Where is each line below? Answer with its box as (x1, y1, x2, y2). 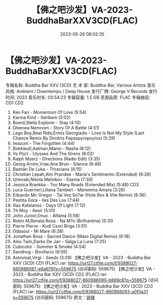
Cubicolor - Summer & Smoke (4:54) (12, 244, 86, 250)
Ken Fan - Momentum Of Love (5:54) (12, 109, 87, 115)
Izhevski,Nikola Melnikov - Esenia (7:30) (12, 176, 93, 182)
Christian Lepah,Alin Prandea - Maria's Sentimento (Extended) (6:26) (12, 171, 151, 177)
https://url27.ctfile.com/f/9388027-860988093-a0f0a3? (36, 288, 148, 294)
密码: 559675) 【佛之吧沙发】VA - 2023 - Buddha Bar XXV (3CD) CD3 (12, 283, 153, 289)
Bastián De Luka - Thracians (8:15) (12, 166, 82, 172)
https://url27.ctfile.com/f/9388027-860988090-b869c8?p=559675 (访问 (12, 277, 159, 283)
